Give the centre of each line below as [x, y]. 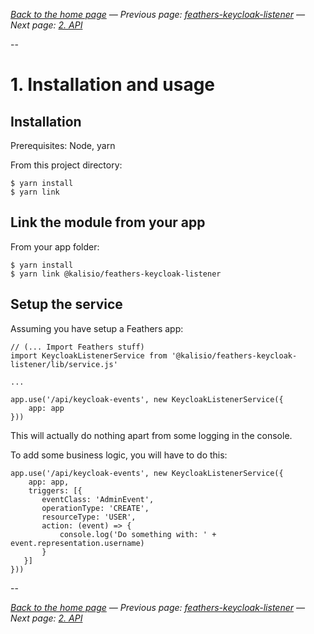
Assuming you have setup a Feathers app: [97, 328]
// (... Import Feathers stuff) [77, 347]
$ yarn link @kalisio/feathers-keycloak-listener [116, 274]
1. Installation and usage [113, 85]
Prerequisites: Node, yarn [63, 145]
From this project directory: [66, 165]
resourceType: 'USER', [89, 517]
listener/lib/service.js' [64, 364]
